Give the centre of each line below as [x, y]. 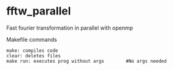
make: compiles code [32, 50]
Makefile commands [32, 39]
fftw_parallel [39, 11]
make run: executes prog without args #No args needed [86, 61]
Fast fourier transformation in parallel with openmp [70, 28]
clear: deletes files [34, 56]
